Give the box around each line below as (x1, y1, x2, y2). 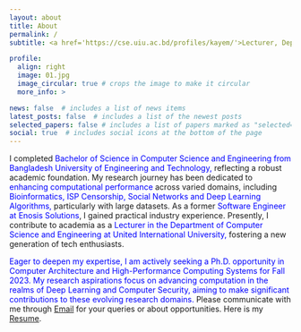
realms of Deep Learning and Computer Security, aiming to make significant (9, 285, 289, 295)
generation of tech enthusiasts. (9, 239, 125, 250)
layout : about (9, 13, 63, 22)
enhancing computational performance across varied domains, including (9, 182, 278, 192)
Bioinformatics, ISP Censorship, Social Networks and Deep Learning (9, 192, 262, 202)
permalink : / (9, 30, 58, 38)
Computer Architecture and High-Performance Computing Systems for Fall (9, 266, 285, 277)
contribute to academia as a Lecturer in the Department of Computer (9, 220, 263, 231)
